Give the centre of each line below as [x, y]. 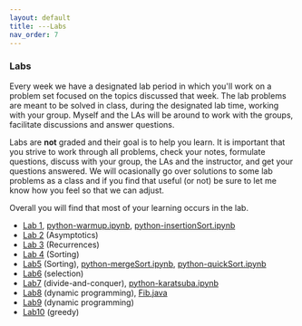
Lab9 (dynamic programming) [78, 302]
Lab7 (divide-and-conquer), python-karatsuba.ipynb [121, 283]
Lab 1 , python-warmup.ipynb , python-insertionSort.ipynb [129, 225]
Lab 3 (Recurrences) [61, 244]
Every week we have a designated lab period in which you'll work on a [141, 86]
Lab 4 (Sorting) [51, 254]
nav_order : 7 [34, 34]
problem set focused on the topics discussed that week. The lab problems [148, 95]
